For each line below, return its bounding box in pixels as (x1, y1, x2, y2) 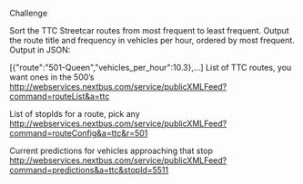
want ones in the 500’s (9, 72, 95, 82)
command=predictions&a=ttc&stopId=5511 (9, 165, 169, 175)
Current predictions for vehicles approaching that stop (9, 145, 214, 156)
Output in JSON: (9, 44, 71, 55)
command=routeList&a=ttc (9, 91, 110, 102)
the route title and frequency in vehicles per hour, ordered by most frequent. (9, 35, 296, 45)
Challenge (9, 8, 48, 18)
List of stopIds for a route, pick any (9, 109, 141, 119)
